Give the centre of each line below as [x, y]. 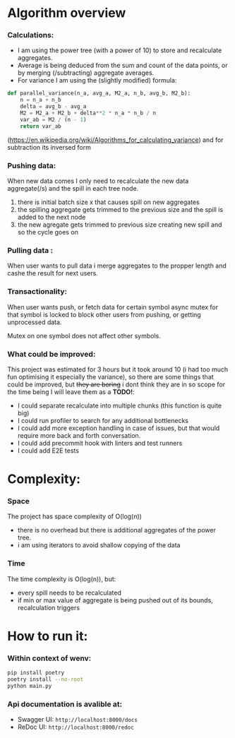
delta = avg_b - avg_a [53, 107]
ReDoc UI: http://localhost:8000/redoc [76, 727]
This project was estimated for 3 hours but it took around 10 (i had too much [118, 369]
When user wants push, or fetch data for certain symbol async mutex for [113, 307]
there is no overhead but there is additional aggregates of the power [117, 530]
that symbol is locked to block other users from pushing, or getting [104, 314]
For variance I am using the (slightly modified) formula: [97, 81]
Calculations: [31, 35]
